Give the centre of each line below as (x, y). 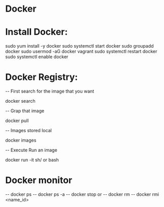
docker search (20, 101)
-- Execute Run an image (31, 150)
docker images (21, 140)
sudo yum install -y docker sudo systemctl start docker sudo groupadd (79, 46)
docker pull (17, 121)
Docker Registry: (42, 77)
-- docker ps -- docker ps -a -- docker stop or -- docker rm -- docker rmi (82, 194)
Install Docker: (37, 32)
